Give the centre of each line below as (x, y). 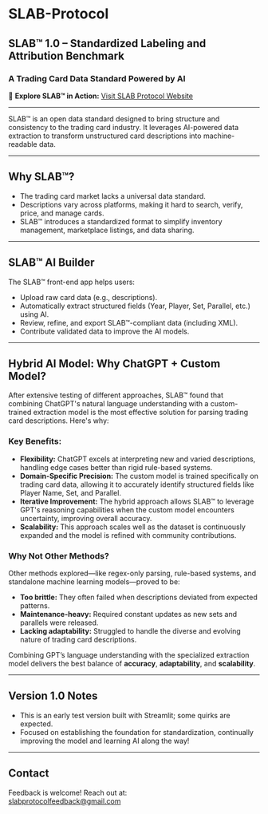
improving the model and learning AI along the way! (104, 741)
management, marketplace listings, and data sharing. (107, 230)
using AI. (34, 314)
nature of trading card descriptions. (78, 639)
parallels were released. (59, 622)
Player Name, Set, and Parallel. (71, 492)
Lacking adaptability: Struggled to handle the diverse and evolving (130, 630)
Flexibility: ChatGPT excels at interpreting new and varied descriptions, (138, 459)
